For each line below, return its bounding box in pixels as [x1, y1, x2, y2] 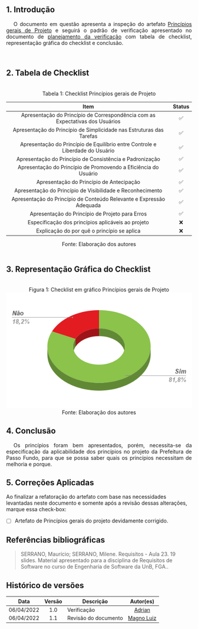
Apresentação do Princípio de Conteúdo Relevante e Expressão [11, 195, 166, 203]
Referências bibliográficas [6, 535, 105, 545]
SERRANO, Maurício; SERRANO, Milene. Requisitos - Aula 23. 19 [20, 550, 176, 558]
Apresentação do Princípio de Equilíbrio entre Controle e [19, 140, 157, 147]
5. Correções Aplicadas [6, 478, 94, 488]
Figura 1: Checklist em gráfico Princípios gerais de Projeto [28, 286, 170, 293]
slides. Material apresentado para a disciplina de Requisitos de [20, 557, 173, 564]
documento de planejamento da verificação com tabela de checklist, [6, 33, 192, 40]
